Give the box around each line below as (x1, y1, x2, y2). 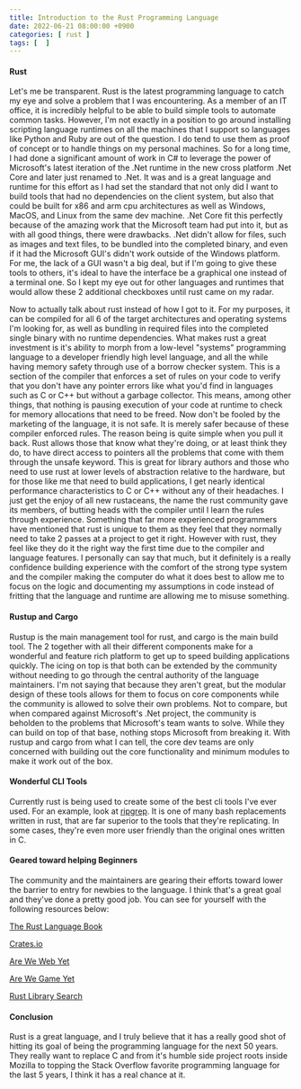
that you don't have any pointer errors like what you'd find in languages (9, 380, 274, 391)
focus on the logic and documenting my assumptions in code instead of (9, 581, 275, 592)
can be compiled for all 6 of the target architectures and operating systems (9, 314, 288, 325)
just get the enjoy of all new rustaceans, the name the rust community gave (9, 495, 288, 506)
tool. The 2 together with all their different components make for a (9, 640, 253, 652)
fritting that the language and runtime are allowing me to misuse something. (9, 591, 289, 602)
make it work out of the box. (9, 755, 114, 766)
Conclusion (9, 1011, 54, 1022)
